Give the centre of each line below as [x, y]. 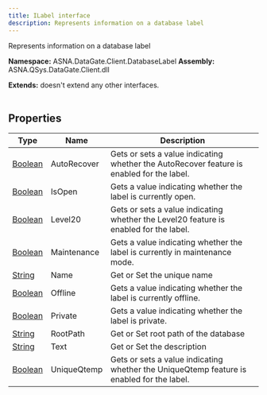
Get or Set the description [158, 347]
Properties [35, 118]
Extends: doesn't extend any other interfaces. [84, 85]
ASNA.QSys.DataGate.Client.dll [59, 69]
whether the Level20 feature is [167, 219]
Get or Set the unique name [161, 275]
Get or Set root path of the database [177, 334]
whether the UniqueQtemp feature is [178, 370]
